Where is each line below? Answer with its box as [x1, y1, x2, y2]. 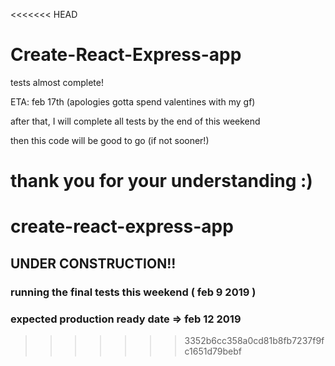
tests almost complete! [10, 76, 104, 88]
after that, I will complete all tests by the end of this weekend [10, 115, 261, 127]
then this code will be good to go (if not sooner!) [10, 134, 210, 146]
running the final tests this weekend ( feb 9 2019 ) [10, 285, 257, 299]
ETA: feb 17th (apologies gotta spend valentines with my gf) [10, 95, 256, 108]
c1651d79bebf [184, 345, 243, 357]
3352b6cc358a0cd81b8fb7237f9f [184, 334, 325, 346]
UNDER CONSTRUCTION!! [10, 255, 177, 272]
